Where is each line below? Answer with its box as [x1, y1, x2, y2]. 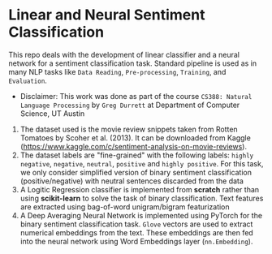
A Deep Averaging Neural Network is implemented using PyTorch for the [19, 210, 262, 220]
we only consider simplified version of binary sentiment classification [19, 167, 253, 177]
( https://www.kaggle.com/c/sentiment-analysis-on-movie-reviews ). [19, 141, 248, 151]
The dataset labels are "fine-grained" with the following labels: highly [19, 150, 254, 160]
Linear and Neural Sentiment [8, 6, 205, 24]
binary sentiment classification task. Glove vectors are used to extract [19, 219, 253, 229]
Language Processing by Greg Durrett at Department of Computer [19, 100, 240, 110]
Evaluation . [8, 75, 47, 85]
